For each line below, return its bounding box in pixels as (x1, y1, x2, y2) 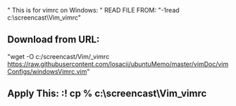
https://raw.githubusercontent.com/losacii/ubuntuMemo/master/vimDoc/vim (7, 60, 229, 68)
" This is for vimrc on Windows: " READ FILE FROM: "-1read (7, 6, 180, 14)
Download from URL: (7, 34, 100, 46)
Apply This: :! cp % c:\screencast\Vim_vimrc (7, 88, 207, 100)
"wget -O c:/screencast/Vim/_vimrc (7, 52, 110, 60)
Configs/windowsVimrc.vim (7, 67, 87, 76)
